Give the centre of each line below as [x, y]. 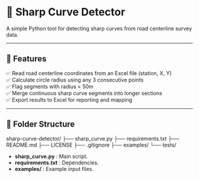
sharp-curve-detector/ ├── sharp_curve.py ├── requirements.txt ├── [93, 138]
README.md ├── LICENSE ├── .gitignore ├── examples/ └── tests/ [91, 145]
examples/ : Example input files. [54, 169]
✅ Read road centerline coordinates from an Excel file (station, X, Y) [89, 73]
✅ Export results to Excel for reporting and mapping [69, 99]
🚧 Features [26, 59]
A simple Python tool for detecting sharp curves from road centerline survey [99, 28]
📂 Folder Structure [41, 124]
